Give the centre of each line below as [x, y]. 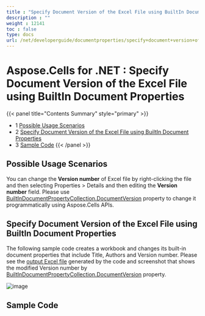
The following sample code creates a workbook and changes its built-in [96, 248]
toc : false [21, 29]
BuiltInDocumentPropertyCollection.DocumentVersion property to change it [101, 198]
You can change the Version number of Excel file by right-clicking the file [99, 178]
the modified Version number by [47, 268]
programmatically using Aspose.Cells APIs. [60, 205]
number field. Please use [38, 192]
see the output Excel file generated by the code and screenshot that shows [101, 261]
